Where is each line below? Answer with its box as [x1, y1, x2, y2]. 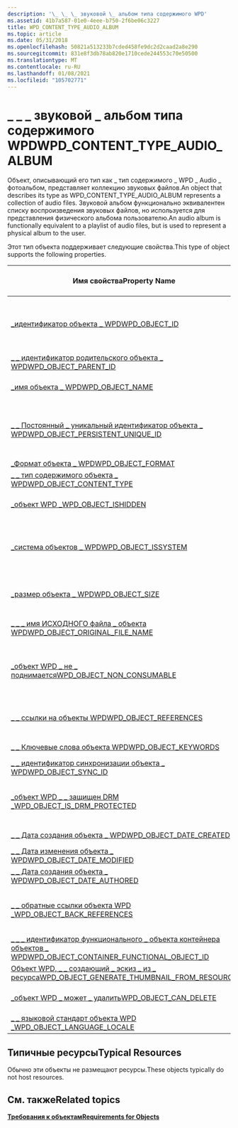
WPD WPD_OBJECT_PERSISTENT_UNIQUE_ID [11, 430, 162, 440]
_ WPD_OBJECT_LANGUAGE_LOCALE [11, 1022, 135, 1032]
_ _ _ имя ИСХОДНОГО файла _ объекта [11, 619, 147, 629]
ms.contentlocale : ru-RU [7, 63, 81, 70]
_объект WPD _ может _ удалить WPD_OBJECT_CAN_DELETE [11, 993, 217, 1003]
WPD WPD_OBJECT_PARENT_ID [11, 362, 116, 372]
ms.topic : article [7, 30, 62, 38]
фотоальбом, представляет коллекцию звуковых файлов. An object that [7, 183, 222, 192]
